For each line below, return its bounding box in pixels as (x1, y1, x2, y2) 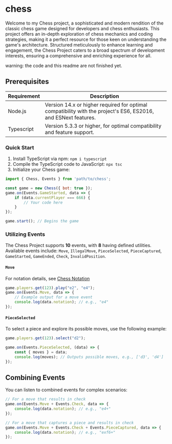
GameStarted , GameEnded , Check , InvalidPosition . (5, 253, 106, 259)
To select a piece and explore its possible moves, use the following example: (5, 326, 167, 332)
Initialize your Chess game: (12, 167, 70, 173)
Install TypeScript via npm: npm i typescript (12, 156, 107, 162)
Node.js (8, 107, 27, 115)
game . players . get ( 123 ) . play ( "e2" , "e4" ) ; (5, 285, 95, 291)
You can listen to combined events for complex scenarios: (5, 387, 127, 393)
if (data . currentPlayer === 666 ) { (14, 195, 91, 200)
